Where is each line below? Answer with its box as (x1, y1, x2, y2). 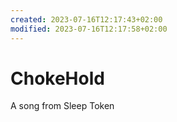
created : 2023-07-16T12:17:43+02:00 (10, 14, 163, 25)
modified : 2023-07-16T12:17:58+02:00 (10, 24, 168, 34)
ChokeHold (10, 67, 105, 90)
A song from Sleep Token (10, 100, 115, 112)
